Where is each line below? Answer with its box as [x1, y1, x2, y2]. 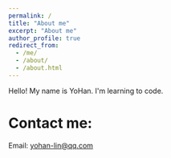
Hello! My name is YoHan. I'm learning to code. [8, 86, 164, 95]
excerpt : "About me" [8, 26, 78, 34]
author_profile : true [8, 34, 81, 43]
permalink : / [8, 11, 52, 20]
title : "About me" [8, 19, 70, 27]
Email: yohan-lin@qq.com [8, 140, 94, 150]
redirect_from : [8, 42, 59, 50]
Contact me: [8, 114, 92, 132]
